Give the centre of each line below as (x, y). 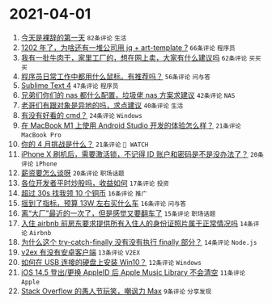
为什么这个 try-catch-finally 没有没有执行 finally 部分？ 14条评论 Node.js (139, 242)
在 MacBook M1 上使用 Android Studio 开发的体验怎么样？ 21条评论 (131, 125)
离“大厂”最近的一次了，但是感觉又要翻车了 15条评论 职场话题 (118, 213)
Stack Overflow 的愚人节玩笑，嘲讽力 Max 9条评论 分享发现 (116, 291)
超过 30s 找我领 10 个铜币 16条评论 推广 (84, 193)
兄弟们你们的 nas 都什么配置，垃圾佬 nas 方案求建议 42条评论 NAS (128, 95)
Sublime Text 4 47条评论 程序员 (70, 85)
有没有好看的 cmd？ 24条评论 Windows (81, 115)
